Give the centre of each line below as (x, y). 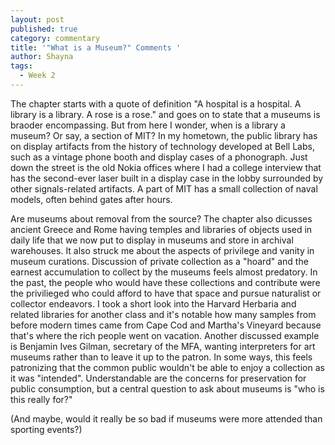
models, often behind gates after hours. (91, 199)
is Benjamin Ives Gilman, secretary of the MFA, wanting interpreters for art (163, 346)
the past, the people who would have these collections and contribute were (165, 282)
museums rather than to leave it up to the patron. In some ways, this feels (161, 357)
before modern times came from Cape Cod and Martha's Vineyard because (166, 325)
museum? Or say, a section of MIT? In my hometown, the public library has (164, 135)
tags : (21, 66)
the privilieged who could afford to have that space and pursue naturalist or (166, 293)
